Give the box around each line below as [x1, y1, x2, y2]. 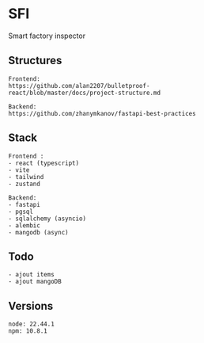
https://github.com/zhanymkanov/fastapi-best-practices [8, 109, 196, 117]
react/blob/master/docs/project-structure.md [8, 89, 161, 97]
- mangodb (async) [8, 228, 69, 236]
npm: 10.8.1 [8, 327, 47, 335]
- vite [8, 166, 30, 174]
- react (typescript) [8, 159, 80, 167]
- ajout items [8, 271, 55, 279]
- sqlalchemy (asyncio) [8, 215, 87, 223]
